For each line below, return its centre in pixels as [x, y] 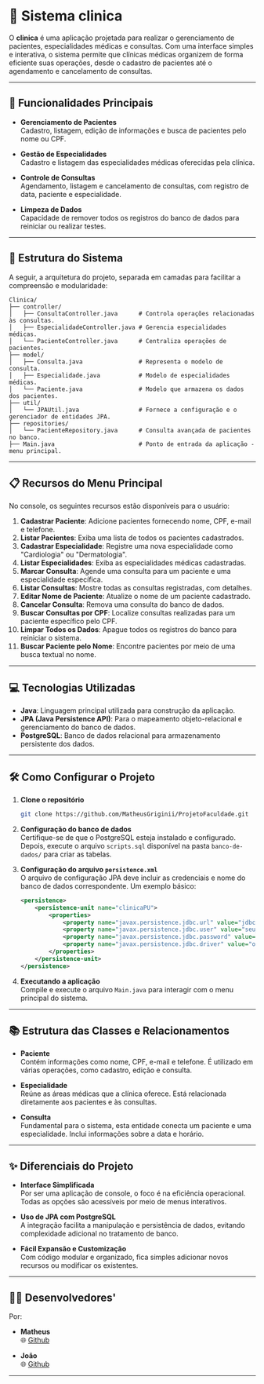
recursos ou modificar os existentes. [79, 1265]
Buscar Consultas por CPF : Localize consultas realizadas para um [128, 613]
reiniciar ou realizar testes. [63, 226]
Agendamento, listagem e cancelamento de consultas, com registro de [134, 186]
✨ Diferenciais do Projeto [71, 1166]
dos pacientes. [34, 396]
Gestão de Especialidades [63, 154]
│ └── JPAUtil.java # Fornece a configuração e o [123, 410]
